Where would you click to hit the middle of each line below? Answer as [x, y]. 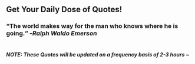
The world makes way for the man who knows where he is [94, 26]
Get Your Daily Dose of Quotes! [64, 10]
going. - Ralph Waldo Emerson [52, 33]
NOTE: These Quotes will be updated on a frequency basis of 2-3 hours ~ [98, 54]
